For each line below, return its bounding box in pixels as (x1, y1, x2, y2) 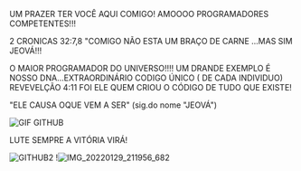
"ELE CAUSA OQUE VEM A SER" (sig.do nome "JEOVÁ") (9, 100, 218, 110)
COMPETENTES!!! (9, 18, 77, 29)
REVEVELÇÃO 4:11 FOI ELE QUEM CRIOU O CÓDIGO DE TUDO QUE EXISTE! (9, 82, 292, 92)
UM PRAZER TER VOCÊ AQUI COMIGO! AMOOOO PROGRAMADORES (9, 9, 269, 19)
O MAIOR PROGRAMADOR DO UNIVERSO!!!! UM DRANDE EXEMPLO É (9, 63, 271, 73)
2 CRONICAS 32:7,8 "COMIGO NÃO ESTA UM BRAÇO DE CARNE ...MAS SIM (9, 36, 293, 46)
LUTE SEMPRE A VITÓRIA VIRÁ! (9, 135, 128, 145)
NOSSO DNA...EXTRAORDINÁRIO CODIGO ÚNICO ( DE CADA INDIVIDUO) (9, 72, 283, 83)
